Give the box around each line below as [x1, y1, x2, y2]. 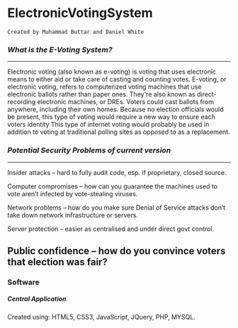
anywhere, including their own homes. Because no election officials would [7, 105, 225, 114]
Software [7, 277, 40, 287]
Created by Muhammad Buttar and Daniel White [7, 28, 144, 35]
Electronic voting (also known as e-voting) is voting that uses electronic [7, 67, 217, 76]
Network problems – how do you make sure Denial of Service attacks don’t [7, 203, 226, 212]
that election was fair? [7, 256, 108, 268]
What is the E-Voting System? [7, 45, 113, 55]
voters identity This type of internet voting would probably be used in [7, 120, 210, 129]
